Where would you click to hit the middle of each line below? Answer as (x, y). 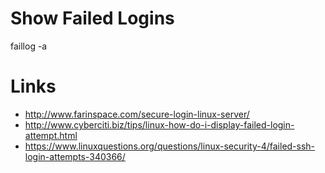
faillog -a (29, 46)
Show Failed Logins (92, 18)
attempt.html (51, 135)
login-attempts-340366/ (75, 156)
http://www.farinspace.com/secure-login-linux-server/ (137, 114)
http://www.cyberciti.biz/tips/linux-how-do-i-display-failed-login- (159, 124)
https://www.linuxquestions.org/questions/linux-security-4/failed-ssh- (170, 146)
